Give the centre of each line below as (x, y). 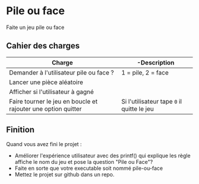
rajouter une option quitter (45, 109)
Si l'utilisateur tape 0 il (152, 101)
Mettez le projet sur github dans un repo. (65, 174)
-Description (156, 62)
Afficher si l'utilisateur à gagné (52, 92)
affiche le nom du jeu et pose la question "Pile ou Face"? (84, 162)
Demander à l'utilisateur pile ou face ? (62, 72)
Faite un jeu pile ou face (36, 27)
